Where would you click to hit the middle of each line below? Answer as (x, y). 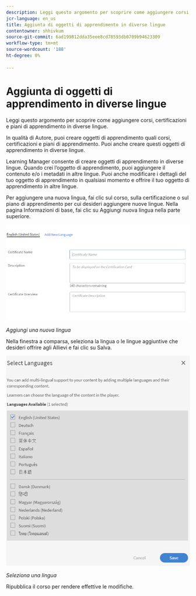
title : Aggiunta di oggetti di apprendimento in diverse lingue (86, 25)
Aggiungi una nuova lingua (38, 330)
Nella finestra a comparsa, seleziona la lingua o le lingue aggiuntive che (92, 341)
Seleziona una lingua (32, 576)
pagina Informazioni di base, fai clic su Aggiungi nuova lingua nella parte (93, 210)
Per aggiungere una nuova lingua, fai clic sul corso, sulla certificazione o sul (97, 197)
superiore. (18, 216)
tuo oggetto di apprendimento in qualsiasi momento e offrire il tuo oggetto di (98, 180)
